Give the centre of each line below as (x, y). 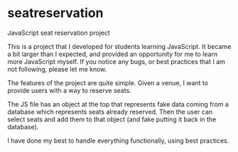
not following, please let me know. (57, 69)
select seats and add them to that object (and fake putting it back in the (112, 119)
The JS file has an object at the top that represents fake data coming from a (118, 104)
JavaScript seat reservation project (59, 33)
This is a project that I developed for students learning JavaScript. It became (119, 46)
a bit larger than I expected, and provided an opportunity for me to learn (113, 54)
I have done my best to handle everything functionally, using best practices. (118, 141)
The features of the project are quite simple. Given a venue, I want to (108, 82)
